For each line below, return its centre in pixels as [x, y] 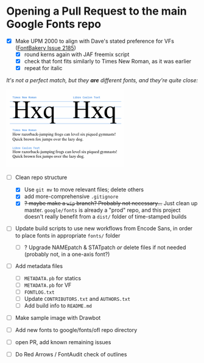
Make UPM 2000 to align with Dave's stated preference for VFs [95, 41]
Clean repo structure [41, 177]
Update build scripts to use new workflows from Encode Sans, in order [104, 228]
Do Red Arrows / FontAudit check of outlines [71, 354]
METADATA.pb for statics [52, 278]
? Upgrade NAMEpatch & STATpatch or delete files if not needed [105, 247]
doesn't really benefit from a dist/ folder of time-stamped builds [105, 217]
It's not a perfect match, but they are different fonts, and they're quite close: [102, 80]
